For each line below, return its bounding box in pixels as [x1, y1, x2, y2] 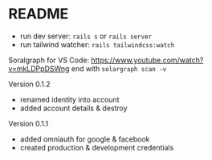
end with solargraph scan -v [71, 63, 167, 73]
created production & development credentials [19, 142, 174, 152]
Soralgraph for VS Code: [8, 55, 90, 65]
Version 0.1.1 [8, 118, 49, 128]
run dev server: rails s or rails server [19, 31, 153, 41]
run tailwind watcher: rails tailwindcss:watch [19, 39, 175, 49]
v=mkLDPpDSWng [8, 63, 70, 73]
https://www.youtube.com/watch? [91, 55, 204, 65]
